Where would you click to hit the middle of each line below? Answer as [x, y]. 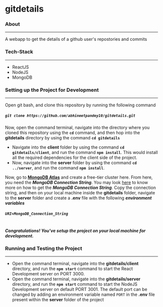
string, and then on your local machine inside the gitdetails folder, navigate [80, 193]
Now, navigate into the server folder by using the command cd [74, 163]
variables [15, 203]
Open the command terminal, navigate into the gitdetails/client [75, 264]
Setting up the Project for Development [52, 90]
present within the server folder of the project [58, 300]
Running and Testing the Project [44, 248]
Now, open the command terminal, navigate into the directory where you [77, 128]
